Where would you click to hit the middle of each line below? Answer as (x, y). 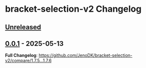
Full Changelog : (21, 55)
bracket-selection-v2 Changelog (73, 9)
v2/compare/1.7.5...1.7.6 (28, 61)
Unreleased (23, 27)
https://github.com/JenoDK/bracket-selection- (85, 55)
